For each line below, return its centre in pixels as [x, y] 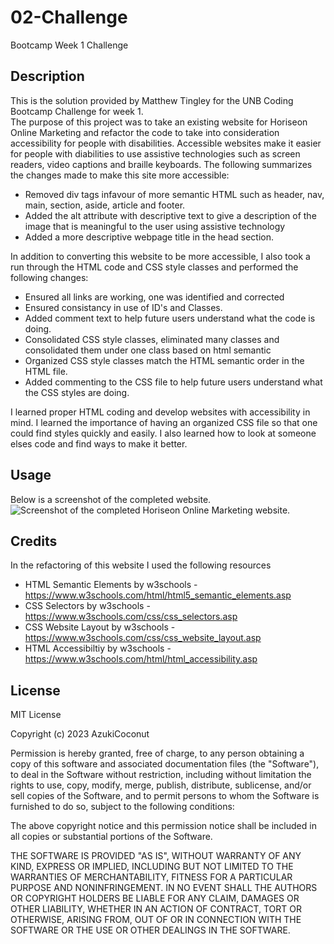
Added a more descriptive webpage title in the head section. [149, 237]
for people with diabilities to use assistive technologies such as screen [155, 153]
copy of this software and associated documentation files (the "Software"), [165, 764]
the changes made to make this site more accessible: [120, 175]
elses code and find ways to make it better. [99, 443]
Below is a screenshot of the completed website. [111, 499]
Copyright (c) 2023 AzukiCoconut [80, 734]
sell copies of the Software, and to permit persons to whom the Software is [165, 796]
